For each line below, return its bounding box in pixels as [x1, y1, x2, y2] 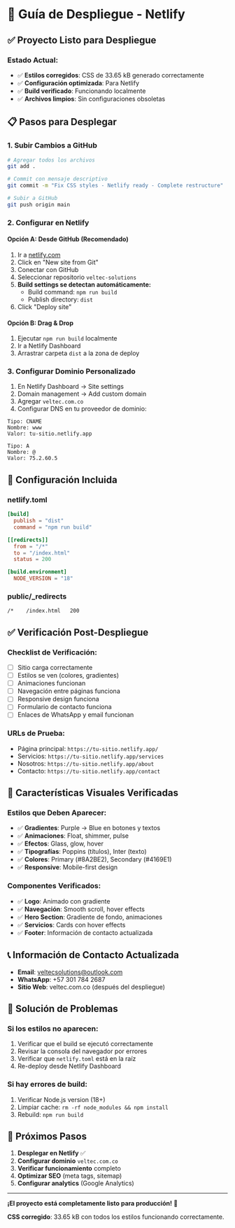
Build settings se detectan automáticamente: [17, 280, 152, 289]
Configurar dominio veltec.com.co [17, 1157, 119, 1165]
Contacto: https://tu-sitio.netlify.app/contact [17, 766, 161, 775]
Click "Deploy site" [17, 302, 72, 310]
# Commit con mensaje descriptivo [7, 176, 108, 183]
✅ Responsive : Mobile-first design [17, 863, 118, 871]
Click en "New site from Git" [17, 258, 99, 266]
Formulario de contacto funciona [17, 703, 112, 711]
